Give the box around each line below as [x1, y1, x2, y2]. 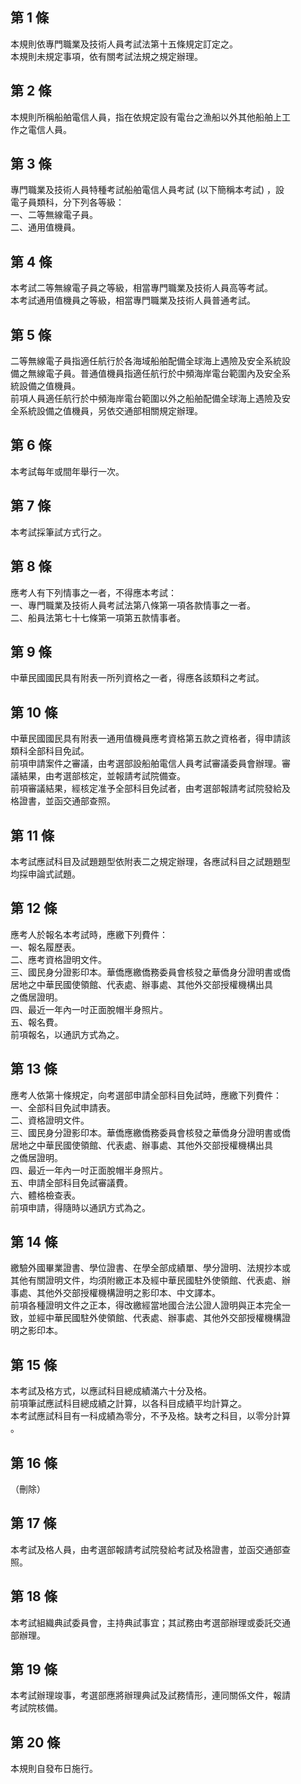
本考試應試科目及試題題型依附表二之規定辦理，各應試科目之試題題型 [10, 855, 291, 867]
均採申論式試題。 [10, 868, 81, 880]
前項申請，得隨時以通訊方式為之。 [10, 1201, 151, 1213]
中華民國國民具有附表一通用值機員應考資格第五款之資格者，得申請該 [10, 733, 291, 745]
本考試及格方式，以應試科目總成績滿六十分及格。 [10, 1385, 212, 1397]
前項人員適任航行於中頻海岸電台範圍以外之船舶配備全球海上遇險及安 [10, 393, 291, 405]
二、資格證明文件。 [10, 1114, 90, 1126]
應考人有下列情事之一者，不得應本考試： [10, 586, 177, 598]
